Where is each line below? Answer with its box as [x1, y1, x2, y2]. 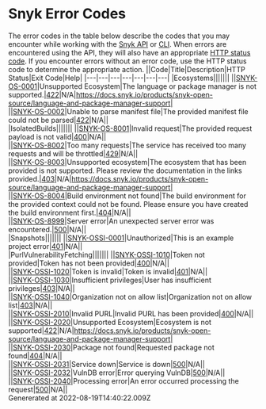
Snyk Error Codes [8, 5, 127, 23]
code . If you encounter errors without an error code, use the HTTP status [8, 56, 247, 66]
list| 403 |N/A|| [8, 300, 53, 310]
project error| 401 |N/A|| [8, 241, 83, 250]
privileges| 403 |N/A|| [8, 283, 75, 293]
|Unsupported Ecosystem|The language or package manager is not [36, 81, 257, 91]
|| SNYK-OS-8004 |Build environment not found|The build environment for [8, 191, 247, 201]
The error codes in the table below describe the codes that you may [8, 31, 230, 40]
